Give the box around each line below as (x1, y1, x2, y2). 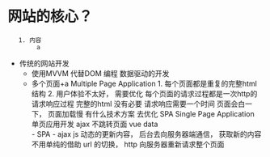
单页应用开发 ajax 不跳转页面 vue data (31, 119, 158, 129)
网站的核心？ (7, 7, 94, 26)
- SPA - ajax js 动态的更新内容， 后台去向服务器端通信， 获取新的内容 (31, 129, 262, 138)
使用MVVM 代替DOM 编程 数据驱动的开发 (31, 68, 170, 78)
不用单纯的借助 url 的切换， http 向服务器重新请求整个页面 (31, 139, 225, 149)
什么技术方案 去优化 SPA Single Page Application (91, 108, 255, 118)
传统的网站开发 (19, 58, 70, 68)
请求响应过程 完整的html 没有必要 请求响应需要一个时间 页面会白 (31, 99, 246, 108)
